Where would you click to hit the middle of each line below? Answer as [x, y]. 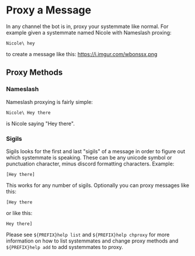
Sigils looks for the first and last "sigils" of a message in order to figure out [96, 151]
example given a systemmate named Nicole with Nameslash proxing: [89, 32]
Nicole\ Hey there [28, 113]
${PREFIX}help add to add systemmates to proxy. [65, 247]
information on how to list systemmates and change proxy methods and [92, 241]
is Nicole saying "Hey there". [40, 123]
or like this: [19, 213]
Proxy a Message [49, 10]
